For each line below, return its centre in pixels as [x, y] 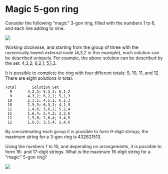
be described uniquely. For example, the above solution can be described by [84, 58]
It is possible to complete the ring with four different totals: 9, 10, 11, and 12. [82, 73]
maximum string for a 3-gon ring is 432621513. [53, 137]
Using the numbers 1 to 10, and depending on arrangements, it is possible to [83, 146]
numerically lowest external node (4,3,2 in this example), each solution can [82, 52]
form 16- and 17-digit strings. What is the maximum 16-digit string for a [78, 152]
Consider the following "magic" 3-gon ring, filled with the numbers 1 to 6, [80, 23]
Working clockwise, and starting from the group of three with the [72, 47]
